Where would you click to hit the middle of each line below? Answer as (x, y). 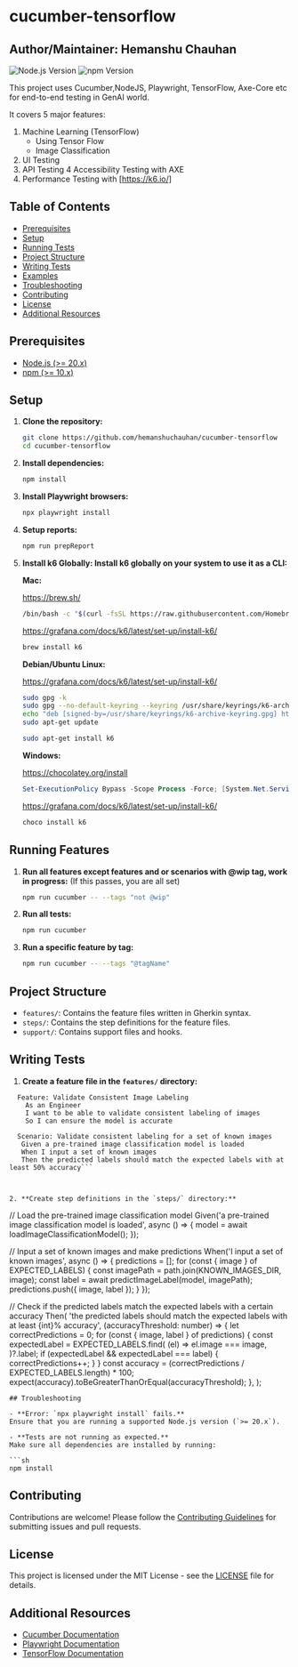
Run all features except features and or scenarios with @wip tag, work (154, 871)
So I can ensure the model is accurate (99, 1121)
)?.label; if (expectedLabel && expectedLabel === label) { (114, 1353)
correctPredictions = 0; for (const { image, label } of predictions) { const (141, 1334)
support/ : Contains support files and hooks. (102, 1031)
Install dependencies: (63, 463)
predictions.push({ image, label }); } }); (80, 1289)
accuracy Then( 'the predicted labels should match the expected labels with (149, 1316)
